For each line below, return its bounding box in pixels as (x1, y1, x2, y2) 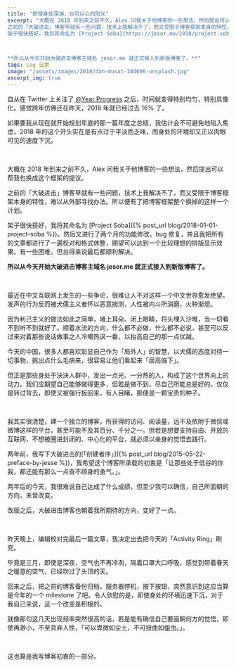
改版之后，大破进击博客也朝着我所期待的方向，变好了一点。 (7, 506, 180, 514)
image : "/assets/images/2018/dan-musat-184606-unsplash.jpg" (7, 68, 190, 75)
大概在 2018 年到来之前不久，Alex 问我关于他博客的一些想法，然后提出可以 (7, 165, 224, 173)
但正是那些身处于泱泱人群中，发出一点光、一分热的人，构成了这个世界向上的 (7, 371, 229, 379)
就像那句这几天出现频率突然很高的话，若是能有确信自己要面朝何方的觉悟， (7, 614, 223, 623)
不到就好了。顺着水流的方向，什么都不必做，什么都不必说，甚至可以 (25, 323, 223, 331)
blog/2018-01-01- (167, 221, 218, 229)
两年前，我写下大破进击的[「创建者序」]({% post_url (7, 450, 152, 458)
